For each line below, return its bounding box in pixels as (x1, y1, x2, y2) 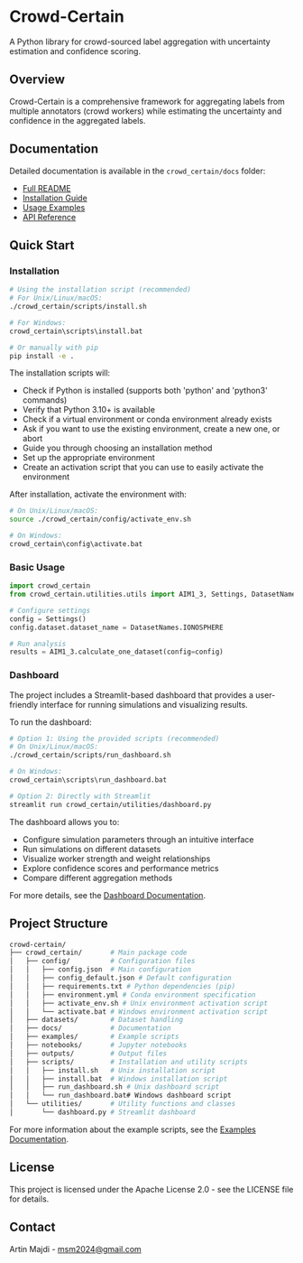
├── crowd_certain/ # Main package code (9, 948, 188, 958)
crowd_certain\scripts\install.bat (9, 327, 143, 336)
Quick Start (9, 237, 75, 253)
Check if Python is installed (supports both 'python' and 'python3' (22, 385, 268, 396)
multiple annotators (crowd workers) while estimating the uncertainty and (9, 106, 282, 116)
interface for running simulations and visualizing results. (40, 699, 248, 710)
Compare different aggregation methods (22, 872, 173, 883)
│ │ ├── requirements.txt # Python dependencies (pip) (9, 981, 236, 990)
